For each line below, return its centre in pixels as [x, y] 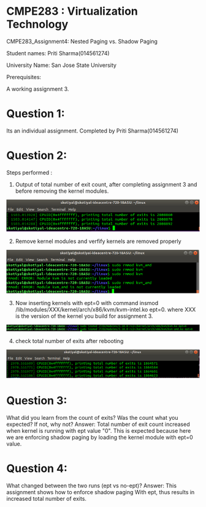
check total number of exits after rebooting [69, 341]
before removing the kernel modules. [62, 191]
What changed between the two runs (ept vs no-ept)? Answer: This [91, 486]
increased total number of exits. [47, 498]
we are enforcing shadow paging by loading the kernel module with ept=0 [100, 437]
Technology [37, 24]
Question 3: [37, 401]
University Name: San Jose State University [61, 65]
